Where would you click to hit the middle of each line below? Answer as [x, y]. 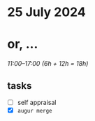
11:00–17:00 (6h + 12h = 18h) [48, 64]
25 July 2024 [46, 12]
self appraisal [37, 102]
